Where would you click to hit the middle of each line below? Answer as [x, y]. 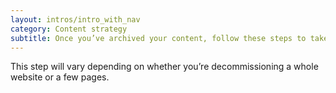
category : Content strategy [69, 29]
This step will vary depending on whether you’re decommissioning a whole [164, 67]
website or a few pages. [60, 77]
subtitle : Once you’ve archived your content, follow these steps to [158, 38]
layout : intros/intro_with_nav [75, 19]
